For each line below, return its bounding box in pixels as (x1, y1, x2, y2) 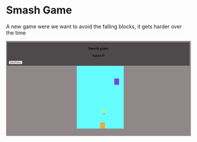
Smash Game (6, 4, 72, 17)
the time (6, 29, 26, 36)
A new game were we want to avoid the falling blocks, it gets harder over (6, 23, 182, 30)
